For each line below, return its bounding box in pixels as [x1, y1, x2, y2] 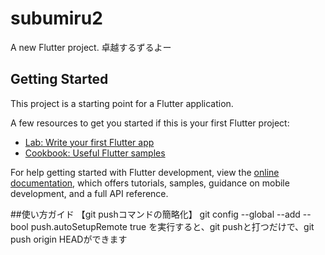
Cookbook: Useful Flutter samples [24, 147, 166, 159]
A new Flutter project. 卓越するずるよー [10, 41, 172, 53]
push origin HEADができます [10, 233, 128, 245]
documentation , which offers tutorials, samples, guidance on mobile [10, 177, 290, 189]
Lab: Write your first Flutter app [24, 136, 155, 148]
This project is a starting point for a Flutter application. [10, 97, 234, 109]
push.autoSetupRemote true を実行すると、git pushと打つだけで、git [30, 220, 315, 232]
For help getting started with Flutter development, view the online [10, 166, 280, 178]
